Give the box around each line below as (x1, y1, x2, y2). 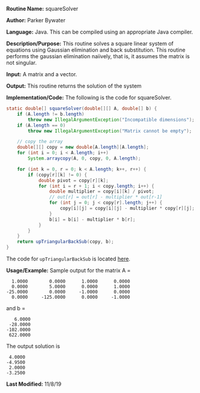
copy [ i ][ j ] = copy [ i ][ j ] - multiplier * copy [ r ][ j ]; (59, 205, 195, 211)
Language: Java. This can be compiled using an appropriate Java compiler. (6, 28, 193, 35)
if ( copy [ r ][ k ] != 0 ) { (28, 172, 87, 178)
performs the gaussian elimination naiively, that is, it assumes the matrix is (6, 53, 190, 59)
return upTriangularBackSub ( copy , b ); (17, 239, 114, 245)
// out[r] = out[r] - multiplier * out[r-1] (49, 194, 163, 200)
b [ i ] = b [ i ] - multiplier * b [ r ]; (49, 216, 136, 223)
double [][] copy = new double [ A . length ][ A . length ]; (17, 144, 149, 151)
